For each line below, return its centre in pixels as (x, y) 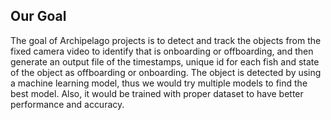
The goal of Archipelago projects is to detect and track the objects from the (166, 40)
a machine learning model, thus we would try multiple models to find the (159, 83)
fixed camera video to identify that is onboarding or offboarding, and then (162, 51)
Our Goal (38, 16)
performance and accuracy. (67, 104)
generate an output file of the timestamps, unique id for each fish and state (165, 61)
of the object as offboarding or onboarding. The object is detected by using (166, 72)
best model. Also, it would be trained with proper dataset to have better (157, 93)
